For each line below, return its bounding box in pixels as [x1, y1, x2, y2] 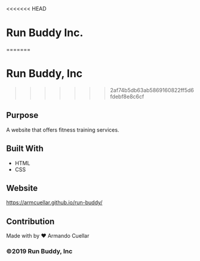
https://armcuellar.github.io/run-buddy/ [6, 199, 103, 206]
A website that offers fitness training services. [6, 126, 119, 133]
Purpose [6, 110, 39, 120]
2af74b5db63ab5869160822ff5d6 [110, 86, 194, 93]
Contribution [6, 216, 55, 226]
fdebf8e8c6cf [110, 93, 144, 100]
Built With [6, 144, 44, 154]
